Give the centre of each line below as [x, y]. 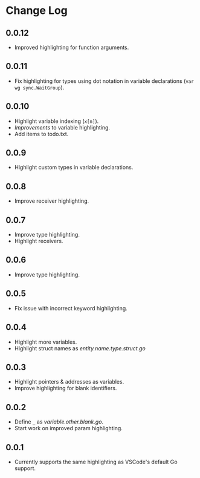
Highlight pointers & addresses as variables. [69, 382]
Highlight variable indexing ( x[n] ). [56, 121]
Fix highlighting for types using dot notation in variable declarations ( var [104, 81]
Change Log [37, 11]
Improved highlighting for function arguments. [72, 47]
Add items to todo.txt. [41, 134]
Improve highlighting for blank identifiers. [66, 388]
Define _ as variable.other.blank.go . [59, 422]
